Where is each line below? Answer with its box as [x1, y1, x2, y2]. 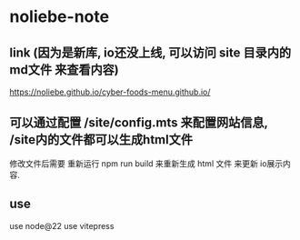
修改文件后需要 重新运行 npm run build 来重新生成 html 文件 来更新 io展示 [9, 157, 284, 169]
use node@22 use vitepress [9, 220, 115, 231]
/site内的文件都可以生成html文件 [9, 132, 194, 147]
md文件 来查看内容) [9, 62, 120, 77]
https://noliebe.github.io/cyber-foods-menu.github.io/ [9, 86, 211, 97]
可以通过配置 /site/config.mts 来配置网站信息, [9, 115, 268, 131]
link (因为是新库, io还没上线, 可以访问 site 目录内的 [9, 45, 292, 60]
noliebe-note [9, 6, 110, 27]
